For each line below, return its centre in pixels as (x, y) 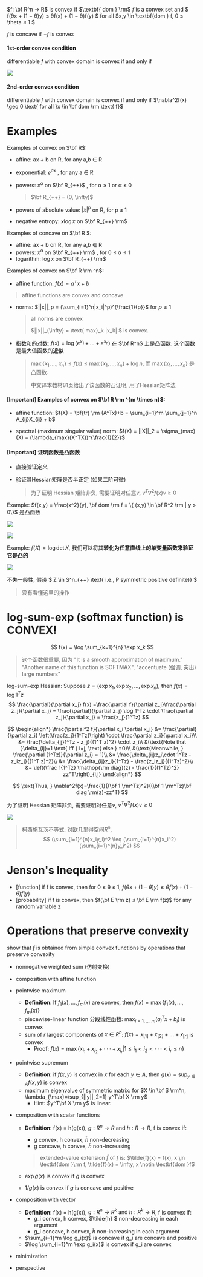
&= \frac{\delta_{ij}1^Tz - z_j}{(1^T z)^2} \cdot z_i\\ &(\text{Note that (102, 742)
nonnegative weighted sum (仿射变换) (63, 966)
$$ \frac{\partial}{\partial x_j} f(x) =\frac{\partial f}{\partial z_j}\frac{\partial (102, 704)
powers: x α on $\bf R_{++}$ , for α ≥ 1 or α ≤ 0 (74, 185)
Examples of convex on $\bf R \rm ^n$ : (56, 271)
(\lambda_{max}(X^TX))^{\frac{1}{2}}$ (78, 437)
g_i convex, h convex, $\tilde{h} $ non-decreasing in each (106, 1219)
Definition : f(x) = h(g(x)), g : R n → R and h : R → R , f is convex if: (105, 1127)
